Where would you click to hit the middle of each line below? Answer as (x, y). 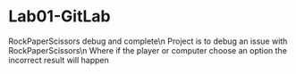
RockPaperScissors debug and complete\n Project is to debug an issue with (148, 41)
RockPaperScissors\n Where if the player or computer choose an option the (148, 50)
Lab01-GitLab (59, 16)
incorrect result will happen (59, 60)
